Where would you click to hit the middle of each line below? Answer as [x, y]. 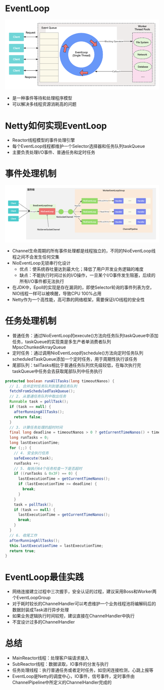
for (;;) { [20, 448]
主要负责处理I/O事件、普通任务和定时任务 [54, 152]
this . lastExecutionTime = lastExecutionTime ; [57, 546]
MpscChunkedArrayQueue [39, 347]
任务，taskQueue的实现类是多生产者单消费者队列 [61, 342]
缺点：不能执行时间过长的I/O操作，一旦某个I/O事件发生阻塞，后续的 [87, 275]
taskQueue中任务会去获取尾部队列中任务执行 [57, 371]
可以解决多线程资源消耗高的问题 [44, 104]
